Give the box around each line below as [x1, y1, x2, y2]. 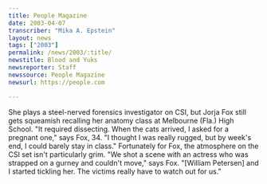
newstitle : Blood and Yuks [8, 57, 98, 65]
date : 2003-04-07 [8, 19, 66, 27]
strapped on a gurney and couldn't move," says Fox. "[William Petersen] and [8, 158, 259, 167]
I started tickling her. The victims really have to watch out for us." [8, 166, 222, 176]
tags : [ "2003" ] [8, 41, 59, 49]
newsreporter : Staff [8, 64, 77, 72]
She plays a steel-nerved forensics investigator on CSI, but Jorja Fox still [8, 107, 247, 116]
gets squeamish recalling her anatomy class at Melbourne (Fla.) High [8, 115, 234, 125]
